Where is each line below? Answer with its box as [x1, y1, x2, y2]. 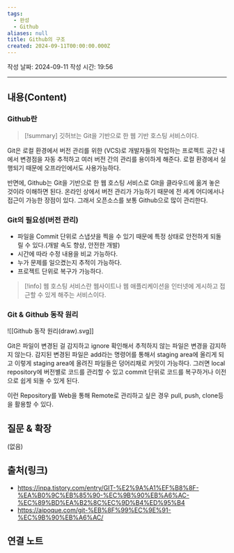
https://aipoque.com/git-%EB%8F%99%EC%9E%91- [17, 506, 171, 514]
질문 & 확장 [7, 423, 52, 434]
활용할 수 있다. [14, 400, 54, 409]
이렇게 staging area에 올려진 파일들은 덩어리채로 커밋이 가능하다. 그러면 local [14, 359, 226, 368]
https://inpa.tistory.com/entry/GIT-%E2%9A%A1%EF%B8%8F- [17, 483, 200, 492]
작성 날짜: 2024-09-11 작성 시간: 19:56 [7, 63, 114, 70]
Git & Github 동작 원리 [7, 310, 79, 319]
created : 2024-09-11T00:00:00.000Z [7, 43, 111, 50]
